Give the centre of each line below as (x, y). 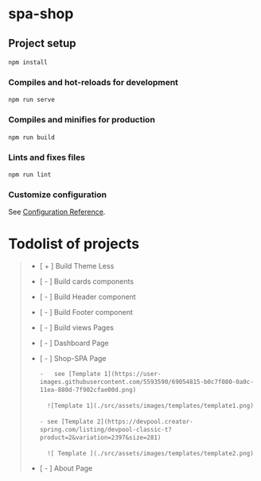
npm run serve (32, 100)
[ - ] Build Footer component (86, 312)
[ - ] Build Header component (88, 297)
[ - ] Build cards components (86, 281)
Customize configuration (58, 194)
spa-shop (41, 14)
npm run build (32, 137)
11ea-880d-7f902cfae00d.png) (88, 390)
